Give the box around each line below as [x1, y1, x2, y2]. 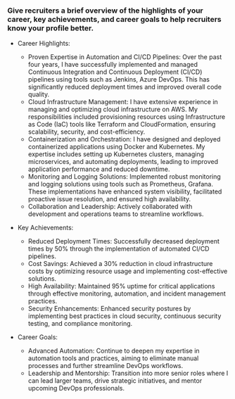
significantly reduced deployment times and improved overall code [27, 83, 222, 91]
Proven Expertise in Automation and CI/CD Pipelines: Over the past [27, 53, 222, 61]
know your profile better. [7, 23, 94, 33]
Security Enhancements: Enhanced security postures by [27, 305, 191, 313]
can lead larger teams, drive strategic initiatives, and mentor [27, 376, 203, 385]
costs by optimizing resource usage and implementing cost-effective [27, 267, 228, 276]
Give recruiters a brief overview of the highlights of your [7, 6, 204, 15]
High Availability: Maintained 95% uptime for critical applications [27, 282, 215, 291]
